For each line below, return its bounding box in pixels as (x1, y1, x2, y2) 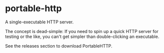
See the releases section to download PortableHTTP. (5, 43, 112, 49)
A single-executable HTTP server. (5, 19, 74, 25)
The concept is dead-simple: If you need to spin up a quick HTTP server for (5, 28, 159, 34)
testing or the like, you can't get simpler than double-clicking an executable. (5, 34, 160, 39)
